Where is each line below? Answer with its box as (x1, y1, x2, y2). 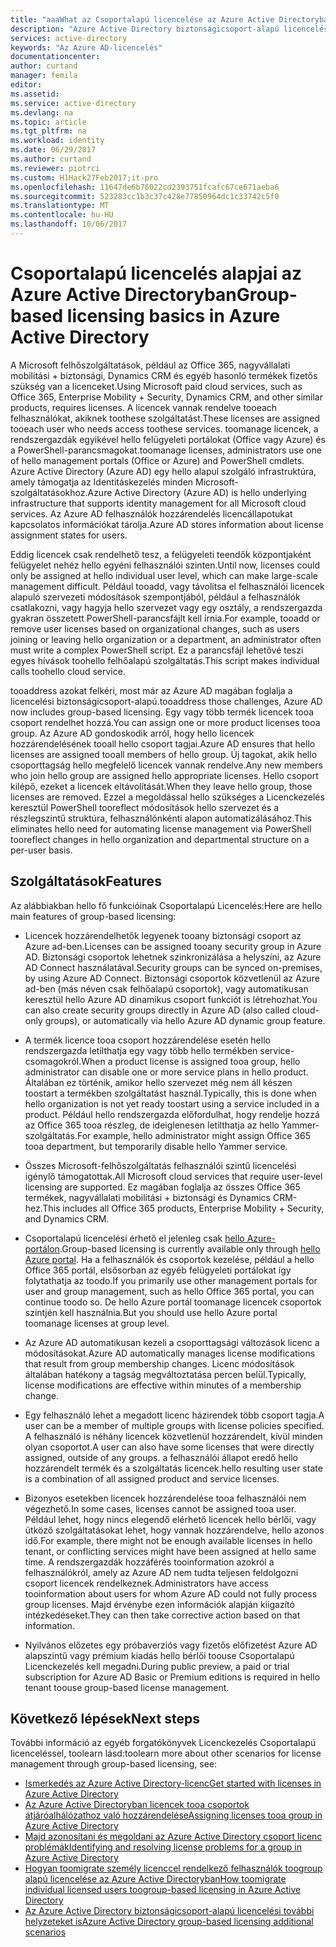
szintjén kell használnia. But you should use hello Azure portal (24, 1306, 278, 1318)
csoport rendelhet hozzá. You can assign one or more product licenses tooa (10, 716, 321, 728)
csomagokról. (24, 1055, 82, 1067)
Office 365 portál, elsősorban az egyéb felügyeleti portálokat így (24, 1264, 292, 1276)
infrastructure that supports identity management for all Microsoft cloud (10, 497, 307, 509)
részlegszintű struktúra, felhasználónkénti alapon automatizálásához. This (10, 812, 313, 824)
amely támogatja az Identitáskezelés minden (10, 476, 194, 488)
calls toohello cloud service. (10, 665, 126, 677)
